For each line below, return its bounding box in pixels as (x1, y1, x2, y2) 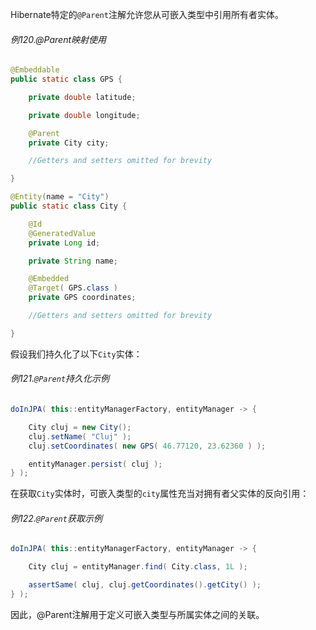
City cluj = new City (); (28, 422, 132, 432)
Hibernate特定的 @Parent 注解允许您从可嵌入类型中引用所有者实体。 (10, 9, 284, 20)
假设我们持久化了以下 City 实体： (10, 348, 143, 360)
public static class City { (10, 201, 128, 212)
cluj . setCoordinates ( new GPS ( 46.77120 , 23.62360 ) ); (28, 441, 267, 451)
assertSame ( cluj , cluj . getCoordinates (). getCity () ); (28, 580, 262, 590)
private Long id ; (28, 238, 101, 248)
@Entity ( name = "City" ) (10, 192, 110, 202)
